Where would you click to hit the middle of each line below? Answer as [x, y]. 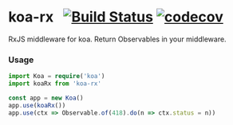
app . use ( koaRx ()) [37, 105]
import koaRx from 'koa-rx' [55, 84]
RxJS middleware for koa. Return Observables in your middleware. [117, 39]
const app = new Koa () [46, 98]
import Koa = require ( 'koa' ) [57, 76]
